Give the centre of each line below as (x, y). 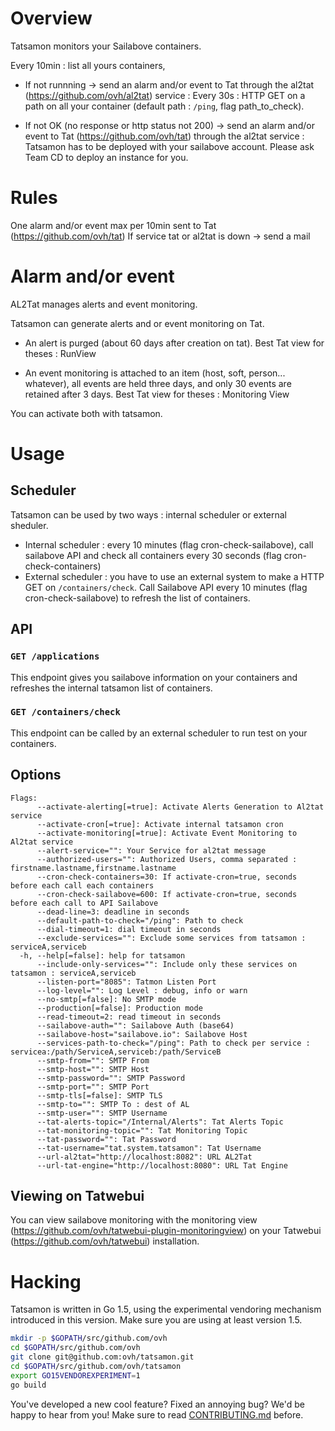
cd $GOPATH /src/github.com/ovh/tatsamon (96, 1366)
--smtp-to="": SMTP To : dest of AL (113, 1104)
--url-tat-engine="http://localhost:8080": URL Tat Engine (162, 1165)
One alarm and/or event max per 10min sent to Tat (113, 225)
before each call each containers (82, 885)
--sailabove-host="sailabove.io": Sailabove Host (142, 1034)
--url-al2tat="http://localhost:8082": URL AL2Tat (144, 1157)
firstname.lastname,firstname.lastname (93, 868)
